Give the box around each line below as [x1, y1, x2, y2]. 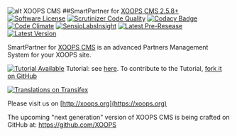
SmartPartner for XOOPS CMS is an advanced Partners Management [7, 43, 209, 51]
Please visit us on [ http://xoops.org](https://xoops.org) [7, 99, 167, 108]
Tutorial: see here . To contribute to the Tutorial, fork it [66, 64, 222, 72]
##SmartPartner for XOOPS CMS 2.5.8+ [62, 7, 180, 15]
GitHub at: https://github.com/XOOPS [7, 120, 117, 129]
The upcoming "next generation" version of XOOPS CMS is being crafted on [7, 113, 230, 121]
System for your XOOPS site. [7, 50, 92, 59]
